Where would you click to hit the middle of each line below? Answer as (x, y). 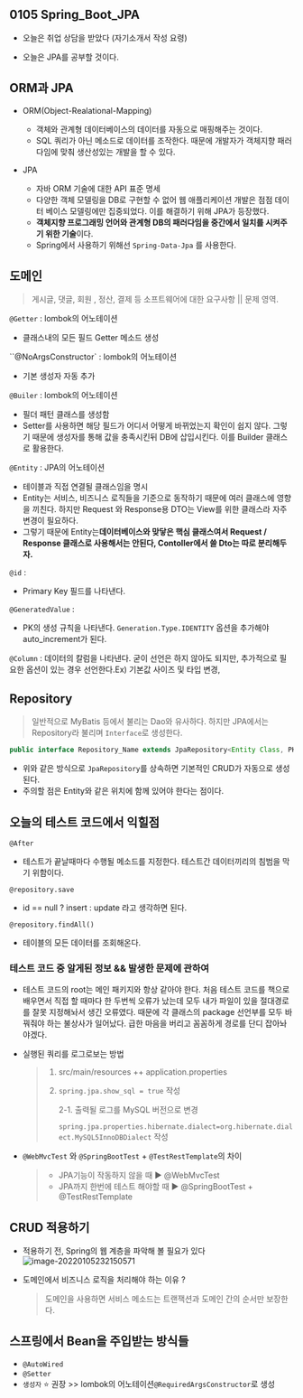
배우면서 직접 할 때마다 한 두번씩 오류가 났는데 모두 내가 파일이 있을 (140, 1001)
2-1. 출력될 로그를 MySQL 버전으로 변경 (128, 1110)
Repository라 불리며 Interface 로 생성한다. (107, 733)
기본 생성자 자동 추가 (59, 376)
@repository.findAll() (52, 925)
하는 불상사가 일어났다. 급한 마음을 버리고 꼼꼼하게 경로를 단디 (155, 1023)
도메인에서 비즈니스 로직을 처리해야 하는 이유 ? (104, 1280)
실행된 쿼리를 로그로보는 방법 (73, 1054)
